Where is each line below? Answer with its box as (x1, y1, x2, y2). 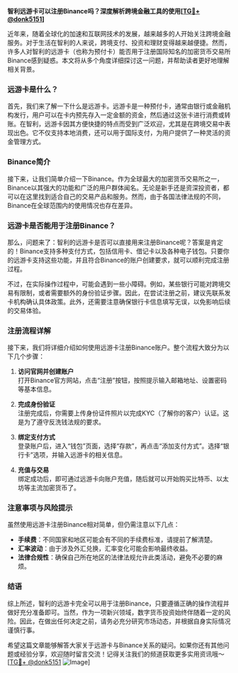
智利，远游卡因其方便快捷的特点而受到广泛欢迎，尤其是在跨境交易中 (25, 120, 225, 128)
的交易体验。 (7, 306, 45, 314)
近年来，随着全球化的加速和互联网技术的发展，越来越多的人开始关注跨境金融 (7, 30, 231, 38)
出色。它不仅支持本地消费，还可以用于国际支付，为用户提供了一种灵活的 (13, 128, 225, 137)
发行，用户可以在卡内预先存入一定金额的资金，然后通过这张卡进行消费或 (13, 111, 225, 119)
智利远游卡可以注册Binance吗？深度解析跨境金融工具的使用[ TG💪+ (7, 7, 200, 15)
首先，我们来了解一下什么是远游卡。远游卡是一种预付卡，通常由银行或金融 (7, 102, 225, 111)
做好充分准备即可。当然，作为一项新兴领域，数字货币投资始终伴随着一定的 (7, 608, 225, 616)
